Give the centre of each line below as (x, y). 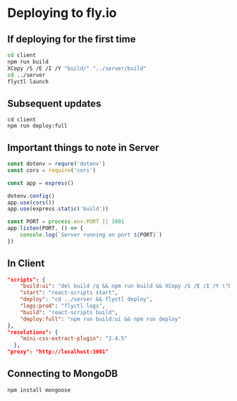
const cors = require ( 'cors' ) (52, 170)
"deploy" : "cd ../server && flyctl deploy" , (86, 299)
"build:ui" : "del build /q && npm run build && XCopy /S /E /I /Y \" (124, 286)
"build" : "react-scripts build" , (69, 312)
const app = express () (41, 183)
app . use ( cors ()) (31, 203)
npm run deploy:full (38, 126)
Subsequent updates (54, 103)
